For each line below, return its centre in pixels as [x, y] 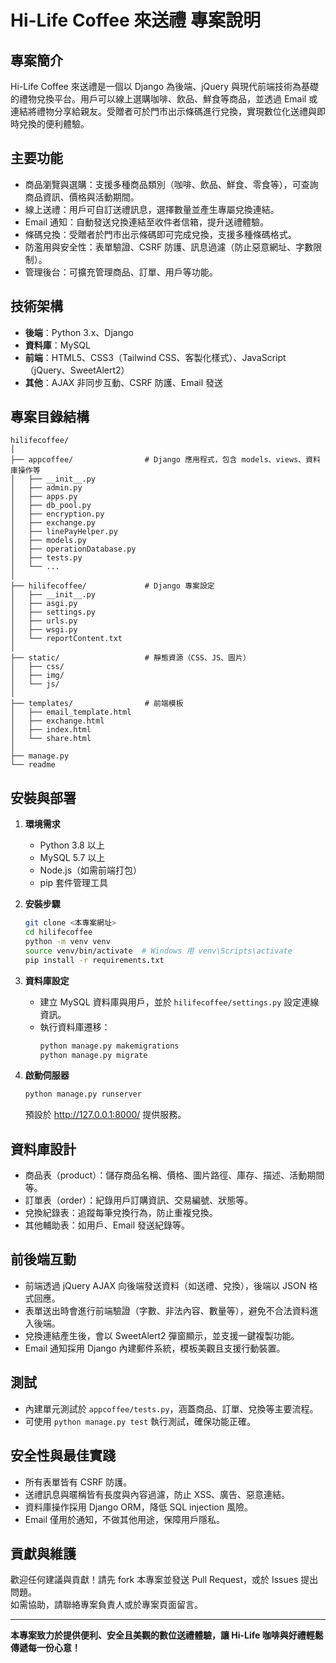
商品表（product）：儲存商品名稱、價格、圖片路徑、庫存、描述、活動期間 [174, 1175]
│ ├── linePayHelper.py [64, 532]
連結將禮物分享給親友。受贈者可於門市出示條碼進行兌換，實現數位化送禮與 [163, 111]
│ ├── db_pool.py [51, 506]
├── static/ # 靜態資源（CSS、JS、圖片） [130, 658]
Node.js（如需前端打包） [91, 870]
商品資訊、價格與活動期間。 [82, 197]
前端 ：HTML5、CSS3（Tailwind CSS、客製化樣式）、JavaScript [155, 357]
